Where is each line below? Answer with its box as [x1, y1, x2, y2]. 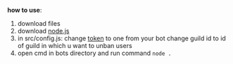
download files [17, 19, 61, 27]
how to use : [7, 6, 42, 14]
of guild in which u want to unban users [17, 42, 132, 49]
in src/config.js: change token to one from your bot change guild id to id [17, 34, 227, 42]
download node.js [17, 27, 70, 35]
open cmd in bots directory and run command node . [17, 49, 172, 57]
